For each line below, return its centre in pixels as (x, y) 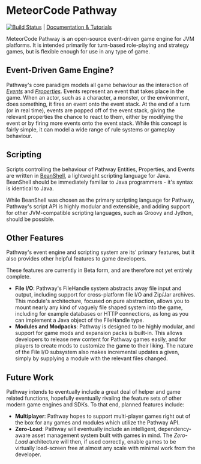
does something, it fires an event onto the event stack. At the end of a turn (98, 104)
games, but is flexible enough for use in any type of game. (78, 51)
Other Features (35, 238)
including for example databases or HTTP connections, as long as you (102, 314)
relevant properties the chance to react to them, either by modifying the (95, 116)
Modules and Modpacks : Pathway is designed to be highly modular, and (105, 327)
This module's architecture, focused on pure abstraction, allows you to (102, 301)
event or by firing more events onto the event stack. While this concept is (97, 123)
